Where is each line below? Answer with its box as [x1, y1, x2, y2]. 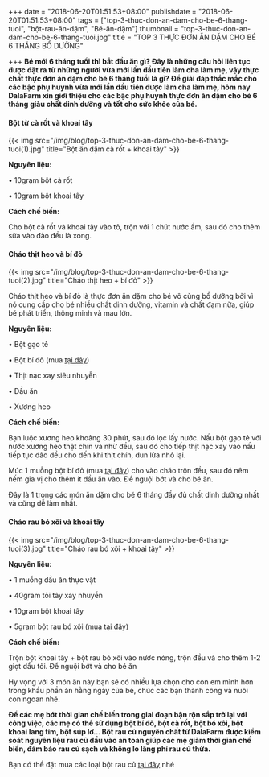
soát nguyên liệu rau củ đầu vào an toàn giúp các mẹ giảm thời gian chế [8, 735, 251, 745]
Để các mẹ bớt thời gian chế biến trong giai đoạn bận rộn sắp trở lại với [8, 709, 247, 719]
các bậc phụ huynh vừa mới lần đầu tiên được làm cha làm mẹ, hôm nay [8, 82, 251, 92]
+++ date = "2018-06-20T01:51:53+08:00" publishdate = [8, 7, 197, 16]
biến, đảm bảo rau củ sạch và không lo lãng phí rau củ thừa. [8, 744, 211, 754]
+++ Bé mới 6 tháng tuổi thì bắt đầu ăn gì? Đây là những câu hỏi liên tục [8, 56, 251, 66]
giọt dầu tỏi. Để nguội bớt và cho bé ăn [8, 661, 137, 671]
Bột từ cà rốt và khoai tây [8, 118, 94, 127]
